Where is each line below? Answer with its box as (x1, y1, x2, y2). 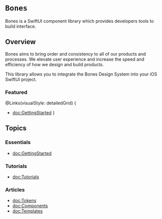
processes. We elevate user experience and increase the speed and (5, 56, 145, 62)
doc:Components (12, 203, 48, 209)
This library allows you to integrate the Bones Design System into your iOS (5, 71, 158, 77)
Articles (5, 186, 25, 193)
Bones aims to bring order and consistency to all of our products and (5, 51, 146, 57)
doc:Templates (12, 208, 43, 214)
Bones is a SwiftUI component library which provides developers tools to (5, 18, 154, 24)
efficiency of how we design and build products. (5, 61, 104, 68)
